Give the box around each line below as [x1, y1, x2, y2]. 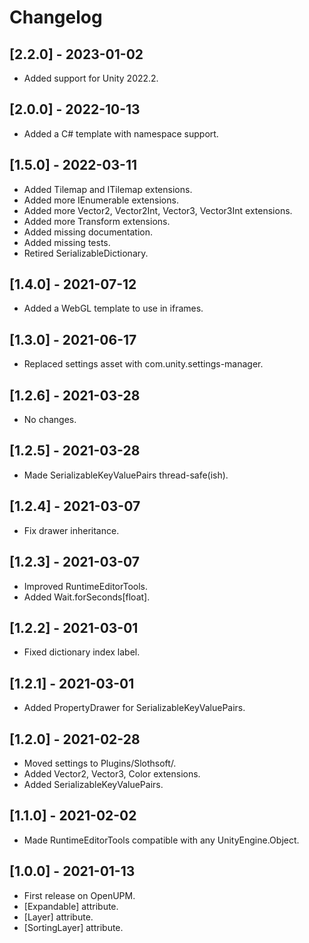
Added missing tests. [23, 236, 111, 248]
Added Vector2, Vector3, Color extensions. [23, 767, 201, 780]
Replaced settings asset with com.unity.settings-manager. [23, 358, 264, 370]
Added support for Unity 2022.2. [23, 72, 159, 84]
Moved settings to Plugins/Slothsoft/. [23, 757, 177, 769]
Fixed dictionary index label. [23, 646, 141, 658]
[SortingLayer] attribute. [23, 921, 124, 933]
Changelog [9, 6, 103, 29]
